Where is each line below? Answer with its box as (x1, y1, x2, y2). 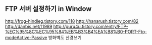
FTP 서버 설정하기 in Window (5, 4, 92, 13)
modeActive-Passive (5, 34, 48, 41)
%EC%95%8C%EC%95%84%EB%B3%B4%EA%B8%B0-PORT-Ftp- (5, 29, 147, 35)
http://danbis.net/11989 (5, 23, 52, 29)
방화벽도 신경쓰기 (48, 34, 82, 41)
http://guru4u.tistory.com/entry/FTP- (53, 23, 128, 29)
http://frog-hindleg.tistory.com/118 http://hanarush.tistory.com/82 (5, 18, 139, 24)
